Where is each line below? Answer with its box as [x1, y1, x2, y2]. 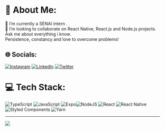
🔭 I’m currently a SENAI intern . [5, 21, 68, 26]
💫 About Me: [5, 4, 57, 16]
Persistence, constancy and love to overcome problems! [5, 36, 119, 42]
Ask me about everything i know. [5, 31, 71, 37]
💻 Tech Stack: [5, 81, 66, 93]
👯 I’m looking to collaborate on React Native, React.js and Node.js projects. [5, 26, 156, 31]
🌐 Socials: [5, 51, 37, 59]
